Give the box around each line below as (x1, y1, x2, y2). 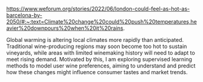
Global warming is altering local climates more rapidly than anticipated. (6, 36, 184, 43)
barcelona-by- (6, 12, 43, 19)
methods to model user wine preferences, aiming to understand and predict (6, 62, 196, 69)
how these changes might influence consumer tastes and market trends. (6, 69, 188, 75)
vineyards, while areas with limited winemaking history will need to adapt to (6, 49, 196, 56)
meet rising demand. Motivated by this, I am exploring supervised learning (6, 56, 193, 63)
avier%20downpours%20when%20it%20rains (6, 24, 123, 32)
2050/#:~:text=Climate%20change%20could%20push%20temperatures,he (6, 18, 198, 25)
